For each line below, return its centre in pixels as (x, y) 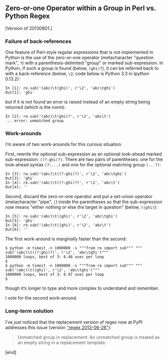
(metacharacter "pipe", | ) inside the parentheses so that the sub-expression (84, 202)
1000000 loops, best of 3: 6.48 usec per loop (55, 257)
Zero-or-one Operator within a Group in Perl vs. (81, 8)
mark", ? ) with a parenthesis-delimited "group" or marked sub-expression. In (84, 63)
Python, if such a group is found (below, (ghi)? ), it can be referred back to (82, 68)
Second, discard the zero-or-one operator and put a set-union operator (79, 197)
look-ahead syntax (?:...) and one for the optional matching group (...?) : (83, 165)
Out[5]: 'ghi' (20, 221)
